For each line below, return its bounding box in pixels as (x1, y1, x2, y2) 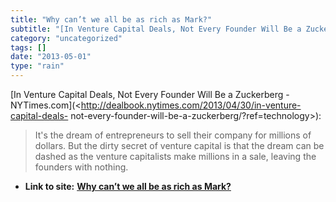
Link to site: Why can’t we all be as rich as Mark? (24, 181, 232, 192)
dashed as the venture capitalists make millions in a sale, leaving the (34, 151, 317, 162)
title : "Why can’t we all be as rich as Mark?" (10, 14, 213, 25)
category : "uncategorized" (10, 33, 123, 43)
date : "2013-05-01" (10, 52, 92, 62)
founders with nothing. (34, 161, 129, 173)
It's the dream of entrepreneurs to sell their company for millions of (34, 129, 312, 141)
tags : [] (10, 42, 47, 53)
